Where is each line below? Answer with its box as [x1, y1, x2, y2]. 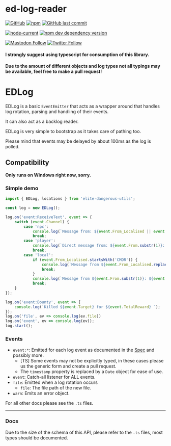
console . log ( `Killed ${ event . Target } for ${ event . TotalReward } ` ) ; [14, 304, 160, 309]
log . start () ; [5, 323, 33, 329]
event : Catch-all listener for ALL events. [12, 374, 96, 380]
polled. [5, 144, 20, 150]
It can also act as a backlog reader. [5, 118, 79, 125]
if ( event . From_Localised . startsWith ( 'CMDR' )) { [32, 257, 138, 263]
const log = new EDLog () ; [5, 205, 60, 211]
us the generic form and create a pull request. [20, 363, 117, 370]
